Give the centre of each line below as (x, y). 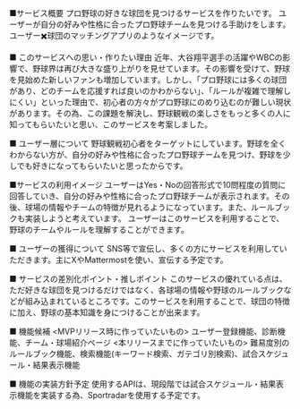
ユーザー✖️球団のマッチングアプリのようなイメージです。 (114, 35)
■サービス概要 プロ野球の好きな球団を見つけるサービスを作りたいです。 (143, 13)
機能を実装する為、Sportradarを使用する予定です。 (111, 395)
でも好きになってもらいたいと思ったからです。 (102, 166)
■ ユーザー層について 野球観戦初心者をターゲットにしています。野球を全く (148, 143)
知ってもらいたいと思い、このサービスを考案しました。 (111, 124)
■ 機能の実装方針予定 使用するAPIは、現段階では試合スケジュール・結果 (143, 384)
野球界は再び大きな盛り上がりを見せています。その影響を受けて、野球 (162, 68)
